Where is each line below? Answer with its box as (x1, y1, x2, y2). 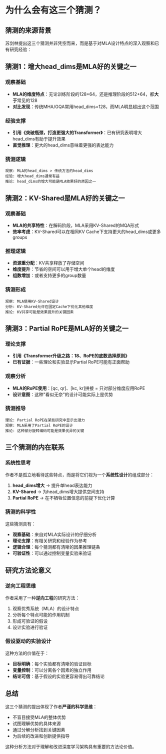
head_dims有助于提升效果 (12, 135, 66, 141)
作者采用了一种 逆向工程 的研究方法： (5, 594, 80, 600)
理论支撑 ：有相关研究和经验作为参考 (12, 537, 87, 543)
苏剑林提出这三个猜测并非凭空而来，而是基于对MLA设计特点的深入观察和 (5, 40, 155, 46)
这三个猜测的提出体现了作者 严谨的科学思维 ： (5, 703, 97, 709)
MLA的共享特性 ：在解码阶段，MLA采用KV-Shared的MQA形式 (12, 222, 139, 228)
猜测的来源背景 (5, 26, 51, 34)
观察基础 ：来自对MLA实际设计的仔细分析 (12, 531, 97, 537)
